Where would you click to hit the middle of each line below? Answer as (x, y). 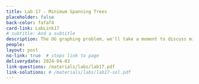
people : (16, 45)
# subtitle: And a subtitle (41, 34)
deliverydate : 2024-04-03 (38, 61)
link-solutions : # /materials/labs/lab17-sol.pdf (69, 72)
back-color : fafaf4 (30, 22)
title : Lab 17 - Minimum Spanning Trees (57, 12)
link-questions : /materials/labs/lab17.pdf (61, 67)
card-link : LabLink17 (33, 28)
